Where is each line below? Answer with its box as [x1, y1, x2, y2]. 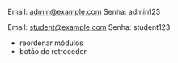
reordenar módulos [19, 38, 84, 48]
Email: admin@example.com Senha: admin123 [7, 7, 161, 16]
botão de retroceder [19, 47, 87, 56]
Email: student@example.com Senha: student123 [7, 23, 171, 31]
